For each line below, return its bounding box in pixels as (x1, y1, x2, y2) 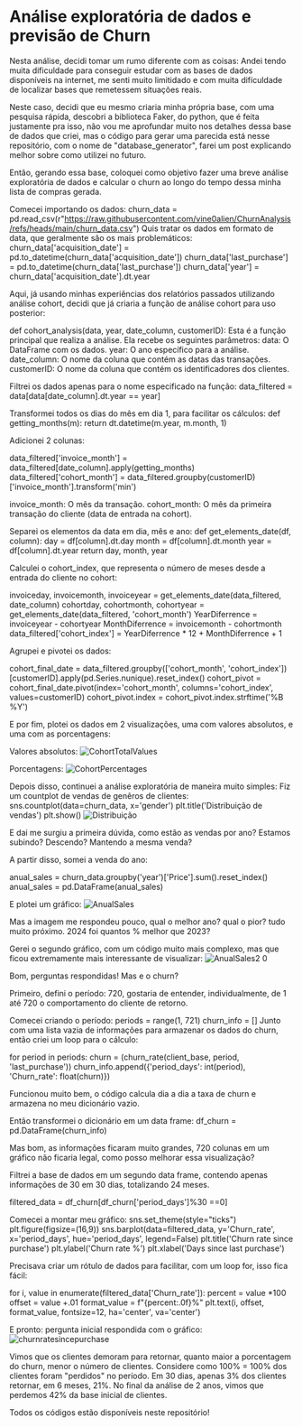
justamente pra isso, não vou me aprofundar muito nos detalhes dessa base (9, 120, 291, 132)
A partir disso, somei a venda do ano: (9, 854, 149, 865)
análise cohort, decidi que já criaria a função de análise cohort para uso (9, 298, 277, 309)
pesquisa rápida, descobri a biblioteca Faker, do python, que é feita (9, 111, 260, 122)
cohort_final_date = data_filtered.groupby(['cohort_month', (9, 663, 227, 673)
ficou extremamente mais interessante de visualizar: (9, 952, 203, 963)
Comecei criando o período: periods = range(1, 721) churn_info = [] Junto (9, 1015, 281, 1025)
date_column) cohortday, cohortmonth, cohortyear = (9, 598, 206, 610)
